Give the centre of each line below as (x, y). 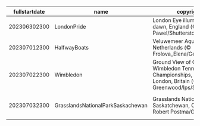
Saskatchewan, (171, 105)
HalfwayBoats (72, 47)
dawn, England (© (175, 26)
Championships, (172, 75)
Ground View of (172, 62)
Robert (161, 112)
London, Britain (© (175, 81)
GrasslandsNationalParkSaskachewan (101, 105)
